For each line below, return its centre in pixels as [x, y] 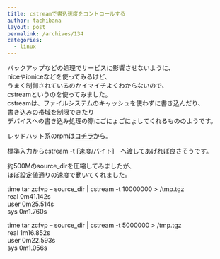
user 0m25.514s [31, 204]
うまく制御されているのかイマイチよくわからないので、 [88, 85]
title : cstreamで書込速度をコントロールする [66, 14]
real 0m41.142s [29, 196]
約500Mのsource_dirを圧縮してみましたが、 [71, 166]
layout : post [27, 27]
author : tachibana [34, 21]
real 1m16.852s [29, 233]
